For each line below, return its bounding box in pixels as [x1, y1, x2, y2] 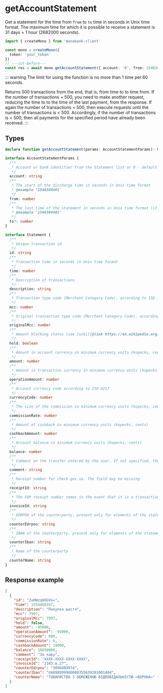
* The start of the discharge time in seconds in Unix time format [11, 183, 151, 188]
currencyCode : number [9, 395, 53, 400]
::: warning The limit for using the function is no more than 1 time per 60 [5, 74, 148, 80]
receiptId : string [9, 485, 47, 490]
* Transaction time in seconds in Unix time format [11, 260, 118, 265]
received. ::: [5, 120, 29, 126]
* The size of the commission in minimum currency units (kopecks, [11, 404, 151, 409]
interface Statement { [5, 232, 51, 237]
